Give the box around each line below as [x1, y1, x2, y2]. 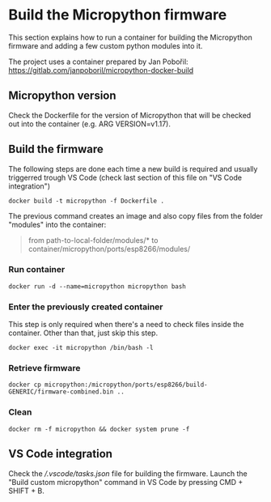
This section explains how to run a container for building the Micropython [8, 32, 252, 42]
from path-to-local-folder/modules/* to [28, 235, 159, 245]
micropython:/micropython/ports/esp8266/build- [44, 381, 208, 389]
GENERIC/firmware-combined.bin [8, 388, 114, 396]
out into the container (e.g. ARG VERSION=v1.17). [8, 119, 171, 129]
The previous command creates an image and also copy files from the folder [8, 211, 264, 220]
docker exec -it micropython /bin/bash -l [8, 344, 154, 352]
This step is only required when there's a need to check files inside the [8, 320, 244, 330]
